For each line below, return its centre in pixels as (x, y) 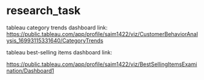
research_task (44, 11)
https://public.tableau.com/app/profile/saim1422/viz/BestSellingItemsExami (102, 64)
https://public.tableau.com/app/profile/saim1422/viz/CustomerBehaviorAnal (102, 34)
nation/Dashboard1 (30, 70)
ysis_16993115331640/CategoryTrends (55, 40)
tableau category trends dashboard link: (57, 27)
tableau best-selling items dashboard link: (59, 52)
